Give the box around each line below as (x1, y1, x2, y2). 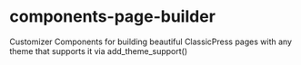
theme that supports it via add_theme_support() (9, 45, 188, 56)
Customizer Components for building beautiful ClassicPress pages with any (9, 36, 293, 47)
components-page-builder (9, 6, 216, 27)
